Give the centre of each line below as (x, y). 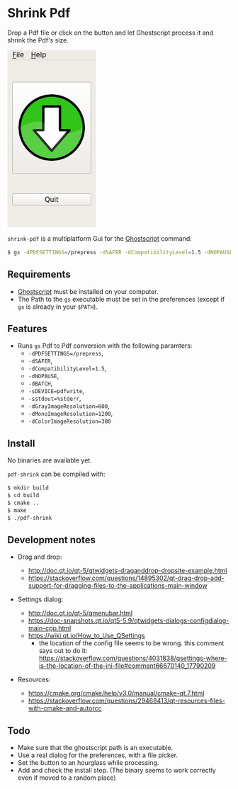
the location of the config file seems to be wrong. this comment (131, 643)
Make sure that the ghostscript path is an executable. (95, 748)
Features (27, 329)
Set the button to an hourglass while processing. (88, 763)
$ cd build (23, 496)
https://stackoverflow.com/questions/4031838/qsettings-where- (133, 658)
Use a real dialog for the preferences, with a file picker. (98, 755)
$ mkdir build (28, 488)
